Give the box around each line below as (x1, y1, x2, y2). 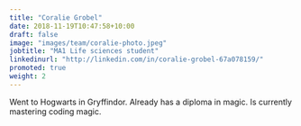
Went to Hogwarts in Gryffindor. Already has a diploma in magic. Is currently (9, 96, 293, 107)
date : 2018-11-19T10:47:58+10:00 (9, 22, 135, 31)
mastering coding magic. (9, 105, 102, 117)
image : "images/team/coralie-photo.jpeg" (9, 38, 168, 48)
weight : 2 (9, 72, 47, 81)
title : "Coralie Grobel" (9, 13, 103, 22)
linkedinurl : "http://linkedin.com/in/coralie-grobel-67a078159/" (9, 55, 264, 64)
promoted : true (9, 64, 67, 73)
